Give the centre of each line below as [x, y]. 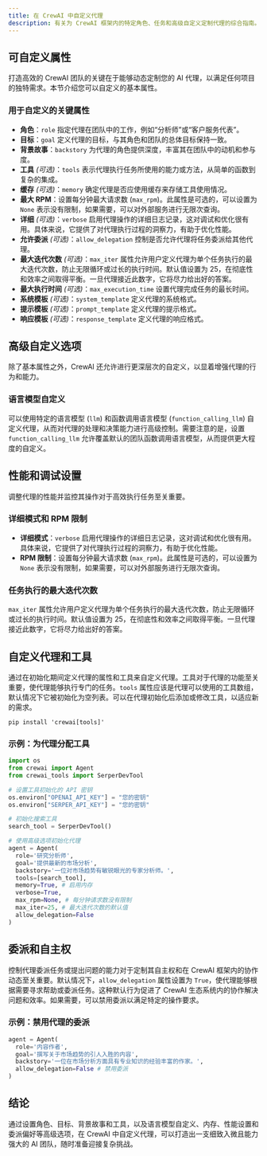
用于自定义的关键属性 [49, 111]
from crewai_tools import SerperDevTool [76, 775]
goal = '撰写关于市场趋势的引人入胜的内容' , [77, 1054]
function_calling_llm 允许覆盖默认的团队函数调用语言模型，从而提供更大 [128, 438]
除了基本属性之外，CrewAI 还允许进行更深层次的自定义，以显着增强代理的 [129, 366]
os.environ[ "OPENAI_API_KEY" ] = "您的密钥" [79, 797]
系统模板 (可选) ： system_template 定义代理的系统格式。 [110, 299]
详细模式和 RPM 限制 [48, 519]
